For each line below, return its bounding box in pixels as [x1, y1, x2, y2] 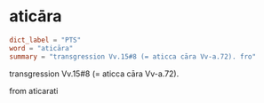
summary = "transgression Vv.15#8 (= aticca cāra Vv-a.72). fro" [9, 51, 256, 61]
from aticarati [9, 85, 59, 96]
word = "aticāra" [9, 44, 74, 52]
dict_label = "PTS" [9, 36, 82, 44]
